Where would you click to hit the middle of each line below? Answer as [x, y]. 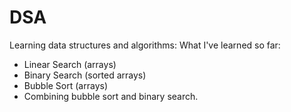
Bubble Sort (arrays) [66, 85]
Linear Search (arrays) [70, 64]
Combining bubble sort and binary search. [111, 96]
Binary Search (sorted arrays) [85, 75]
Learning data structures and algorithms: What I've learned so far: [145, 45]
